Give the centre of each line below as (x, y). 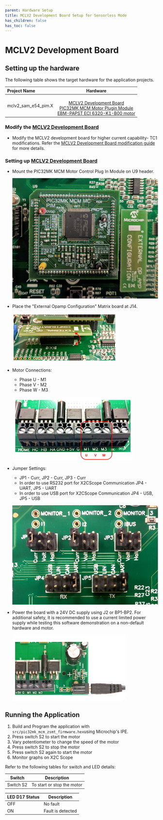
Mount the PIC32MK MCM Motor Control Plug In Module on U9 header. (83, 171)
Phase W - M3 (34, 390)
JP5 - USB (30, 499)
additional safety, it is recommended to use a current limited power (79, 618)
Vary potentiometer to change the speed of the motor (65, 742)
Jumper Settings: (29, 468)
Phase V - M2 (33, 385)
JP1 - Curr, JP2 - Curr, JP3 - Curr (53, 478)
